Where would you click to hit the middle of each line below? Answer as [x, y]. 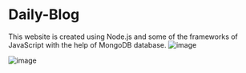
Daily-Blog [44, 15]
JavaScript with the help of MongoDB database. [87, 44]
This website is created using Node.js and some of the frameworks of [123, 36]
